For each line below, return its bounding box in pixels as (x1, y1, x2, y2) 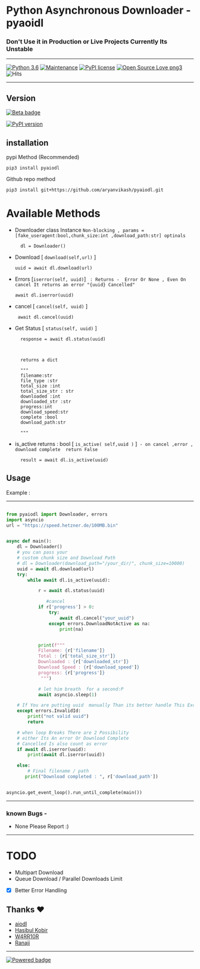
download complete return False (14, 447, 98, 453)
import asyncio (6, 517, 44, 523)
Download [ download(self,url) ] (14, 254, 96, 261)
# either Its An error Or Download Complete (17, 735, 129, 741)
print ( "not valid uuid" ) (27, 714, 89, 720)
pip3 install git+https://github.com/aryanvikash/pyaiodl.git (6, 187, 164, 193)
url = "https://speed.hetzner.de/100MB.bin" (6, 522, 118, 529)
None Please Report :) (14, 823, 70, 830)
